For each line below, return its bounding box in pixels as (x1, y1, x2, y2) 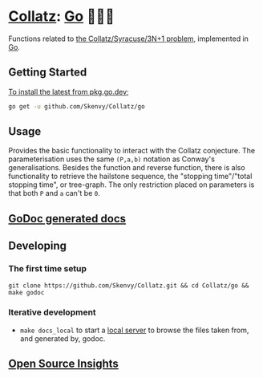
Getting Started (8, 66, 87, 79)
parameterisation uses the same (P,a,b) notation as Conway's (8, 154, 215, 164)
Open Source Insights (8, 357, 119, 371)
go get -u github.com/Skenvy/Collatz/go (8, 102, 146, 111)
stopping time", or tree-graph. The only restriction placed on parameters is (8, 180, 255, 189)
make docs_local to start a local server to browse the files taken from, (19, 325, 249, 335)
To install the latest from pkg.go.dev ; (8, 87, 130, 96)
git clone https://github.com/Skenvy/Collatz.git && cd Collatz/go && (8, 281, 249, 290)
